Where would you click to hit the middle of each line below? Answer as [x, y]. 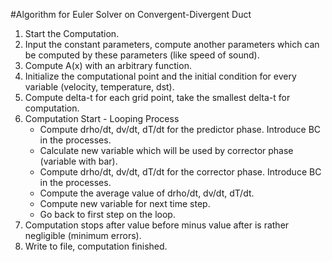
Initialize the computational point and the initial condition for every [160, 76]
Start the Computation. [72, 33]
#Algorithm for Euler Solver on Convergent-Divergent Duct [131, 14]
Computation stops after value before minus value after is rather [157, 225]
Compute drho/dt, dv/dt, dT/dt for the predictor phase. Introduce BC [180, 129]
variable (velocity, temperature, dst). [99, 87]
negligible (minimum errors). [83, 235]
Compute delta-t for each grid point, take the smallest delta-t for [157, 97]
